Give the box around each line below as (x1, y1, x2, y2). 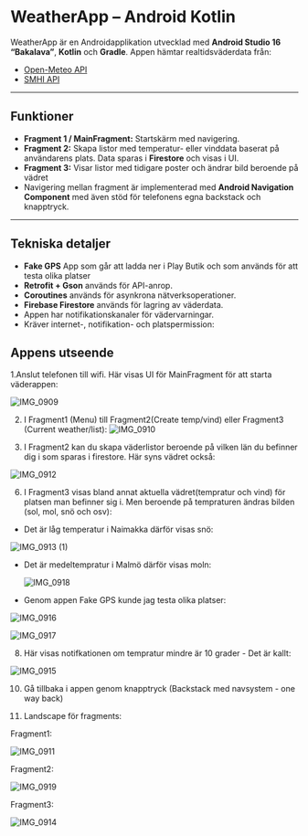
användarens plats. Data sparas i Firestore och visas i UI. (23, 153, 239, 164)
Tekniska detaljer (10, 236, 112, 252)
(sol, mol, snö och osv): (23, 506, 112, 517)
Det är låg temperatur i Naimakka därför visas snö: (23, 524, 214, 535)
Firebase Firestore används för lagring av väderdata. (23, 299, 224, 310)
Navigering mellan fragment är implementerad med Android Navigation (23, 181, 294, 193)
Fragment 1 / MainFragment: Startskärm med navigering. (23, 132, 240, 143)
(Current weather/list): (23, 424, 108, 435)
